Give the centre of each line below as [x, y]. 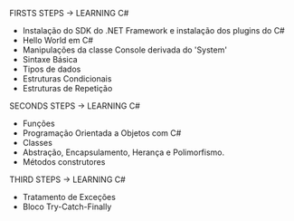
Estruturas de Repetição [67, 88]
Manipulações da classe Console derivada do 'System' [125, 50]
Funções [39, 123]
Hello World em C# [57, 40]
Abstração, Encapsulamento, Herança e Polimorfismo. [123, 152]
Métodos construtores [64, 162]
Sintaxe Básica [50, 59]
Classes [37, 143]
